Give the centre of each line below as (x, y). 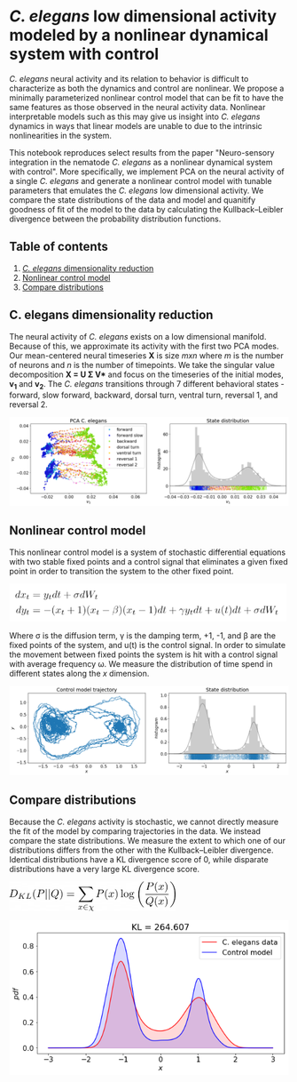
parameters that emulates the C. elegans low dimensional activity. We (137, 190)
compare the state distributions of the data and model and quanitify (133, 200)
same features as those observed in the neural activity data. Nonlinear (137, 107)
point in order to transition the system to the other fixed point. (121, 571)
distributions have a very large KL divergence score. (105, 869)
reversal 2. (29, 405)
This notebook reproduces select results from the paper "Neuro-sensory (142, 152)
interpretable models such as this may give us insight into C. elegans (135, 116)
